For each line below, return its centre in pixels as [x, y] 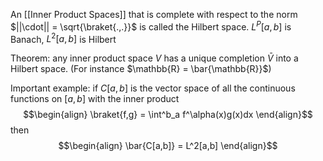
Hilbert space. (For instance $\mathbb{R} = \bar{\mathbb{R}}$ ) [141, 69]
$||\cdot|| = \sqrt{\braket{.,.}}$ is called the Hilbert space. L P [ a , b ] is [151, 26]
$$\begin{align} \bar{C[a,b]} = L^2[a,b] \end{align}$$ [168, 146]
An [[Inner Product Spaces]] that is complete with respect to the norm [154, 14]
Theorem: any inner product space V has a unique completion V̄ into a [154, 58]
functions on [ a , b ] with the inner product [95, 99]
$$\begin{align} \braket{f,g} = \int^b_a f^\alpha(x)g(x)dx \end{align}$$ [168, 115]
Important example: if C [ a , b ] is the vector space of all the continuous [153, 88]
